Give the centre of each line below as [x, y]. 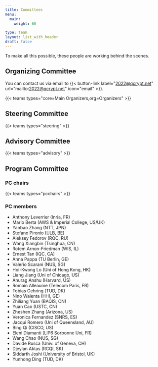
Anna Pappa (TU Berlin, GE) [40, 259]
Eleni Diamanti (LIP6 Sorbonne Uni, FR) [52, 333]
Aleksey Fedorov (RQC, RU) [40, 238]
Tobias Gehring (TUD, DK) [39, 291]
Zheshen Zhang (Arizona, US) [42, 312]
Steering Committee [37, 114]
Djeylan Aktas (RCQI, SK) [38, 349]
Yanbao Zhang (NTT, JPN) [39, 228]
